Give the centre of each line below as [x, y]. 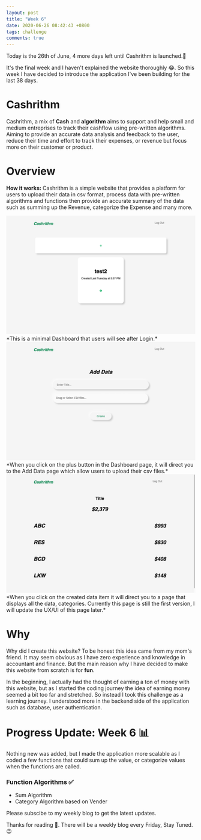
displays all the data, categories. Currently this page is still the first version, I [100, 603]
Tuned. [184, 825]
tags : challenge [26, 32]
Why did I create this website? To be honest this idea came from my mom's [99, 651]
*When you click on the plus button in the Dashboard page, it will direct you [100, 465]
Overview [31, 171]
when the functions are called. [44, 766]
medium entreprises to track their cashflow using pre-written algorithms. [96, 128]
